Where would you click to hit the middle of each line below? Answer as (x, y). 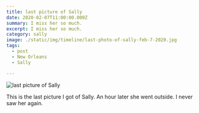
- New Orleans (29, 57)
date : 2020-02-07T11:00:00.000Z (47, 18)
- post (20, 51)
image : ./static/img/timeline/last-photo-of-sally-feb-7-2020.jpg (92, 40)
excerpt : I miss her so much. (44, 29)
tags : (13, 46)
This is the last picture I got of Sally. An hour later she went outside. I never (99, 97)
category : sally (27, 34)
